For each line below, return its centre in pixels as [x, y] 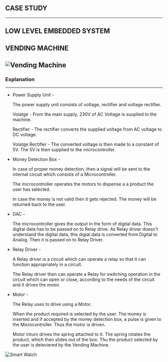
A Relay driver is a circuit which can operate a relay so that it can [79, 259]
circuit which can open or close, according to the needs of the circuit [83, 279]
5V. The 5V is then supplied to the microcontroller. [64, 150]
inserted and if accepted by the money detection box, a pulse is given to [87, 319]
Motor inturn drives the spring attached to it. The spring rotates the [81, 334]
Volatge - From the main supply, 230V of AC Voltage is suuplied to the [84, 114]
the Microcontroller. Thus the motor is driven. [59, 324]
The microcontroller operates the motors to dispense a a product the [83, 184]
